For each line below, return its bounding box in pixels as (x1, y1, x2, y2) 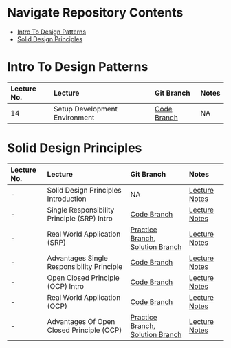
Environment (54, 112, 95, 122)
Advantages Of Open (47, 316, 115, 326)
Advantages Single (47, 253, 109, 263)
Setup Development (54, 104, 118, 113)
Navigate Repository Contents (7, 5, 184, 21)
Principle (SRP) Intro (47, 213, 113, 223)
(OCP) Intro (47, 281, 85, 291)
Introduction (47, 194, 87, 204)
